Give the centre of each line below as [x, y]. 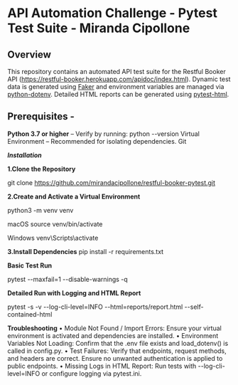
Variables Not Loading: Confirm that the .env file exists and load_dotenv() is [118, 343]
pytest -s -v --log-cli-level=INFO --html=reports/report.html [95, 307]
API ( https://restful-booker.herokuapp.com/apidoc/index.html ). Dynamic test [119, 79]
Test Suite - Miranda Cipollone [99, 28]
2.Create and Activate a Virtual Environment [74, 196]
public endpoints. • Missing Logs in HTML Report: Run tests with [102, 366]
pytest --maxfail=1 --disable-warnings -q [67, 279]
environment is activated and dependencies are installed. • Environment [113, 335]
